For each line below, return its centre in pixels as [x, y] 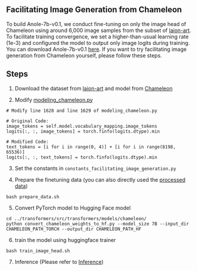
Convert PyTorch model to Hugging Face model [73, 208]
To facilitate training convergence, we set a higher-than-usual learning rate [98, 36]
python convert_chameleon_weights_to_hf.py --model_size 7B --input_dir [98, 224]
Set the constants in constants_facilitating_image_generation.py [95, 168]
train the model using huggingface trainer [65, 240]
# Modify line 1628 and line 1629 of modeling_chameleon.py [82, 111]
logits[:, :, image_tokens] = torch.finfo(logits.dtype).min [83, 131]
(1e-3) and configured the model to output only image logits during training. [98, 43]
